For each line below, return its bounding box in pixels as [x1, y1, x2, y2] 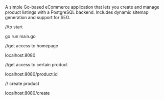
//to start [5, 24, 23, 30]
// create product [5, 80, 40, 86]
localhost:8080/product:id [5, 71, 58, 77]
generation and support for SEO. [5, 15, 70, 20]
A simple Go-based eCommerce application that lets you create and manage [5, 4, 160, 10]
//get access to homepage [5, 43, 59, 48]
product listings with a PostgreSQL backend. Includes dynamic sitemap [5, 9, 149, 15]
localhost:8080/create [5, 90, 50, 96]
